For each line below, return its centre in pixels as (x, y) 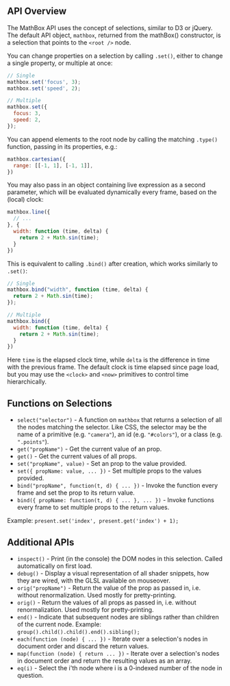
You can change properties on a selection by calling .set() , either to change (115, 56)
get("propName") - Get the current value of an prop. (89, 449)
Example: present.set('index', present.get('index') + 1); (93, 521)
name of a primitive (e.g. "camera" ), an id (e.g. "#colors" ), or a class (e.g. (119, 434)
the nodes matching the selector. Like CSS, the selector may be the (112, 427)
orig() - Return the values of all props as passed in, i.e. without (106, 602)
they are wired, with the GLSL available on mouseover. (94, 580)
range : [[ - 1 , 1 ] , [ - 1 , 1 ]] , (53, 165)
